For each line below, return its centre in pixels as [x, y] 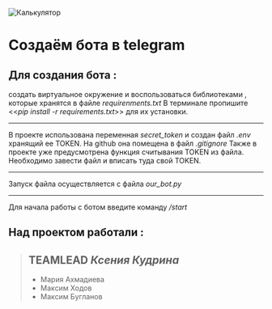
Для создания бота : [63, 75]
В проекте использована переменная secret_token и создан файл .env [130, 135]
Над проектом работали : [76, 233]
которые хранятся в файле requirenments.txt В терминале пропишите [128, 103]
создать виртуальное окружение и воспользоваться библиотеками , [127, 94]
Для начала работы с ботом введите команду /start [98, 207]
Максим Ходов [66, 288]
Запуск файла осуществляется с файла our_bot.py [95, 184]
